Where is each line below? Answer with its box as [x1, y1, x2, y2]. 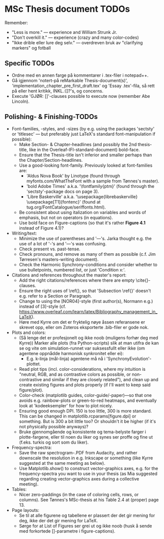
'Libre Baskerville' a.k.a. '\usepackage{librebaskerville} [26, 193, 138, 200]
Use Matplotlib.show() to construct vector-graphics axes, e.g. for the [19, 465, 158, 471]
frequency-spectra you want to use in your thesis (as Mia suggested [19, 471, 158, 477]
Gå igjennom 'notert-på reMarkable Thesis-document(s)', [11, 77, 128, 83]
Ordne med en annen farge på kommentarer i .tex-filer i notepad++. [11, 72, 149, 78]
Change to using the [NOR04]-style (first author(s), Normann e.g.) [19, 298, 153, 304]
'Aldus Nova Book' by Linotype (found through [26, 173, 120, 179]
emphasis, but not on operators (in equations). [19, 214, 113, 220]
